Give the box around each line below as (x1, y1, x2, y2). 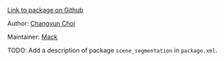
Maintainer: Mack (7, 33, 58, 41)
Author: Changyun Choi (7, 19, 76, 27)
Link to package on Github (7, 6, 84, 14)
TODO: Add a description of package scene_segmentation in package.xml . (7, 46, 218, 54)
